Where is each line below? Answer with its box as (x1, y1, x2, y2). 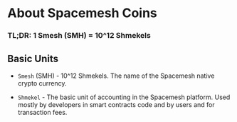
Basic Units (7, 52, 59, 65)
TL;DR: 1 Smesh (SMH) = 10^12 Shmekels (7, 31, 151, 41)
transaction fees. (17, 108, 68, 116)
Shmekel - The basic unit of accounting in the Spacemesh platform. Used (17, 93, 231, 101)
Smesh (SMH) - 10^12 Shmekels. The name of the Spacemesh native (17, 71, 215, 80)
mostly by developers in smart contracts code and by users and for (17, 100, 215, 108)
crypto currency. (17, 78, 67, 87)
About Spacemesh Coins (7, 5, 158, 21)
